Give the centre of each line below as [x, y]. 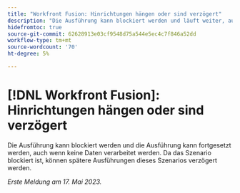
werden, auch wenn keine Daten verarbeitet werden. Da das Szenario [110, 152]
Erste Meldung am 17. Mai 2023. [55, 182]
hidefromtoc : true [35, 27]
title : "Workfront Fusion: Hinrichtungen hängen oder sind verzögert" [115, 14]
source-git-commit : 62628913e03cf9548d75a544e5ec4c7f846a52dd [102, 34]
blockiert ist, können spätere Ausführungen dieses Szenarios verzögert [112, 160]
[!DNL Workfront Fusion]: [84, 95]
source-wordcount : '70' [43, 47]
